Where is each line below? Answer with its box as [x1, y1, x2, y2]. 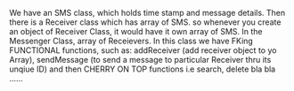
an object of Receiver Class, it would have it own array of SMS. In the [9, 27, 263, 36]
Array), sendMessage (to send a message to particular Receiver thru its [9, 55, 272, 64]
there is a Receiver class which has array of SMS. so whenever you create [9, 17, 282, 27]
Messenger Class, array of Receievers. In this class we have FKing [9, 35, 254, 46]
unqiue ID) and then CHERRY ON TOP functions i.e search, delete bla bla [9, 64, 276, 74]
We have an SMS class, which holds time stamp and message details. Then [9, 8, 286, 18]
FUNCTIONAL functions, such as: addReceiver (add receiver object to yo [9, 45, 277, 56]
